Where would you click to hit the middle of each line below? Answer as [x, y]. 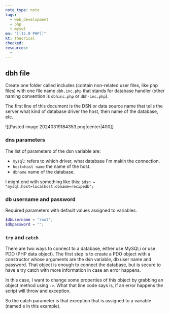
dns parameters [25, 140]
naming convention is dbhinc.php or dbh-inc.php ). [57, 96]
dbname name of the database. [44, 172]
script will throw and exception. [38, 291]
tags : [11, 15]
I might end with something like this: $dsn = [50, 182]
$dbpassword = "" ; [25, 224]
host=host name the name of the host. [52, 166]
